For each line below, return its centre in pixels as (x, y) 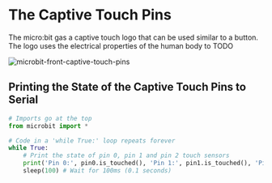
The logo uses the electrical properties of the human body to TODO (121, 45)
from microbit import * (49, 126)
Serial (23, 100)
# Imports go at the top (50, 118)
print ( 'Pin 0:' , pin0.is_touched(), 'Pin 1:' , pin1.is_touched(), (137, 164)
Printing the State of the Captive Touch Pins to (127, 87)
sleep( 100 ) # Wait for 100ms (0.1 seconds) (98, 171)
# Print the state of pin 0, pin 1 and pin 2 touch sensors (126, 155)
